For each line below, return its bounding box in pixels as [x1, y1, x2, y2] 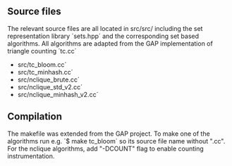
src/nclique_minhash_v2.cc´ [17, 90, 99, 98]
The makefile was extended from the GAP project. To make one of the [7, 129, 210, 138]
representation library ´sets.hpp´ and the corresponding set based [7, 32, 200, 40]
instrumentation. [7, 151, 55, 160]
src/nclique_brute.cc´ [17, 75, 80, 84]
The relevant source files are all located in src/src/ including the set [7, 24, 203, 32]
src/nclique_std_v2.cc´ [17, 82, 83, 91]
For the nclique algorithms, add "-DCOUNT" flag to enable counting [7, 144, 204, 153]
